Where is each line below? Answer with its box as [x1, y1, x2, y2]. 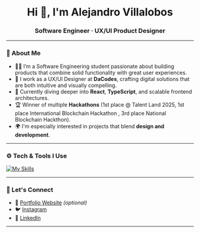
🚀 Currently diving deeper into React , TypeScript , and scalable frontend [14, 88, 192, 95]
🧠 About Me [6, 49, 41, 57]
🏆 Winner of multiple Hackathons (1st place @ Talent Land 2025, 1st [14, 101, 185, 108]
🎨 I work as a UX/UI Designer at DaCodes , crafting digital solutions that [14, 75, 190, 82]
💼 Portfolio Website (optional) [14, 199, 87, 206]
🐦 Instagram [14, 206, 47, 213]
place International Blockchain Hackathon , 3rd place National [14, 110, 167, 117]
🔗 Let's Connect [6, 186, 54, 194]
